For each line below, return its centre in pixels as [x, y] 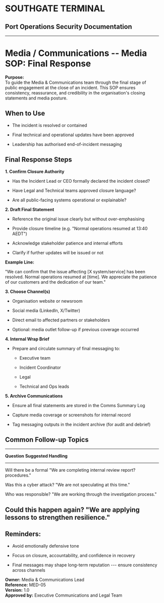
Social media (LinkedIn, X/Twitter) [46, 310]
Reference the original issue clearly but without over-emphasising [78, 219]
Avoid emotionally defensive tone [46, 546]
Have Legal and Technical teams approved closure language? [74, 190]
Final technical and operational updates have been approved [73, 135]
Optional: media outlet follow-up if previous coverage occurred [75, 329]
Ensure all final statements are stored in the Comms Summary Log [79, 405]
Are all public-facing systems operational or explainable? [69, 200]
